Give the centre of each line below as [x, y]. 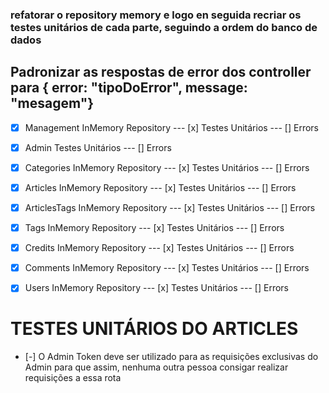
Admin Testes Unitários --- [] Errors [98, 147]
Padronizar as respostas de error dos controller [161, 72]
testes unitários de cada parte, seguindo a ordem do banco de [164, 27]
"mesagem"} [52, 103]
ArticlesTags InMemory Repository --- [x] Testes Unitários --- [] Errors [170, 207]
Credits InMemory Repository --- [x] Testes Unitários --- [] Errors [159, 248]
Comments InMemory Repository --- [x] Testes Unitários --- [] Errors [167, 268]
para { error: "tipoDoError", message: [129, 88]
